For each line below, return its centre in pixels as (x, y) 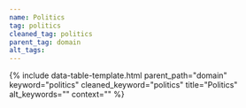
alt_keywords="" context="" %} (67, 95)
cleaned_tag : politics (51, 34)
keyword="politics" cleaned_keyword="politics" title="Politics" (123, 85)
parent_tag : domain (45, 42)
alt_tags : (27, 50)
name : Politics (37, 17)
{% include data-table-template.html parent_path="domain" (118, 75)
